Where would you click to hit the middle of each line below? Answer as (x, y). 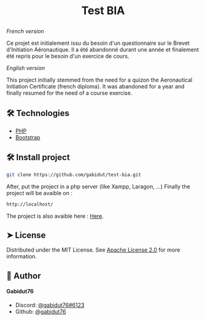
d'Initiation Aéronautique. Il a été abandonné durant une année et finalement (103, 50)
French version (25, 31)
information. (22, 257)
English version (26, 68)
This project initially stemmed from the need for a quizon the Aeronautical (99, 80)
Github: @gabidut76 (41, 311)
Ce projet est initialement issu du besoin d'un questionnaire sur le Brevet (98, 43)
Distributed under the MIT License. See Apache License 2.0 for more (93, 250)
